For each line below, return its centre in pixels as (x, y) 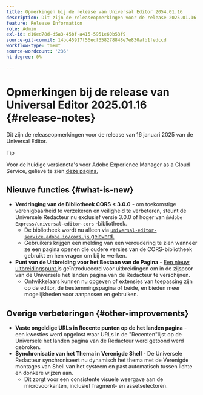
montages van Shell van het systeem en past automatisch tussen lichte (104, 367)
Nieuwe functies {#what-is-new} (70, 190)
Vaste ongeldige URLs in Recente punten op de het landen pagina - (101, 328)
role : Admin (21, 29)
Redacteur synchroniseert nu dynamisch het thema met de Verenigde (102, 360)
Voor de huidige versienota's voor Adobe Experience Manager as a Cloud (98, 165)
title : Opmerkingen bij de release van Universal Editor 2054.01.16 (95, 12)
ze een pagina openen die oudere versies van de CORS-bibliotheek (108, 249)
